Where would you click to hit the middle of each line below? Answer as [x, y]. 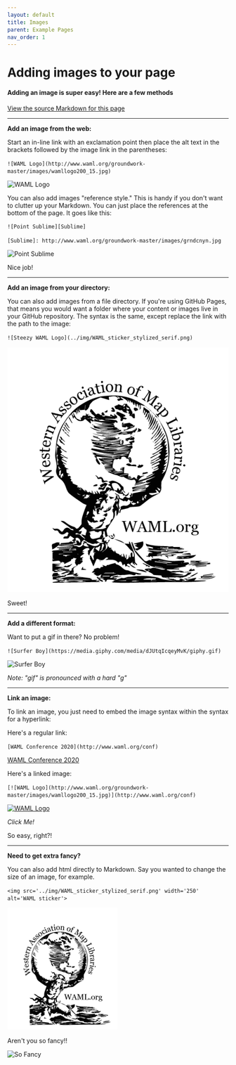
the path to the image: [39, 323]
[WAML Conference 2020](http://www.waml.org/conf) [83, 747]
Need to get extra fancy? [44, 856]
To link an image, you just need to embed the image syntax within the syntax [118, 712]
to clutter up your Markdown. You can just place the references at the [108, 205]
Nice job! [20, 267]
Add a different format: [41, 624]
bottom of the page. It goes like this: [60, 213]
